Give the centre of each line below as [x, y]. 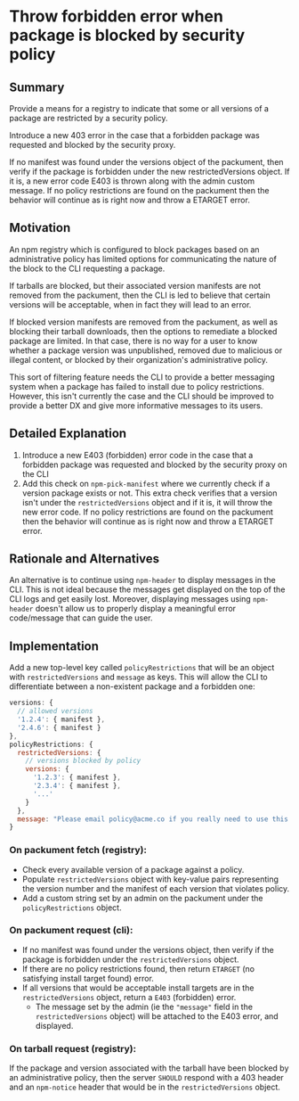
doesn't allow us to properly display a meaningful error [136, 609]
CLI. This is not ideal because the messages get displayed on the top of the [147, 589]
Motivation [40, 228]
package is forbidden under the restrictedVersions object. [130, 959]
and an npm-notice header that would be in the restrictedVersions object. [145, 1087]
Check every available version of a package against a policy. [133, 869]
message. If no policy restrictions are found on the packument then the [139, 190]
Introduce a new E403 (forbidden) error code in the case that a [137, 455]
